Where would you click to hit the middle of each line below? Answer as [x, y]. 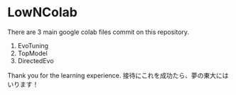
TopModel [32, 53]
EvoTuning [33, 45]
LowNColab [43, 12]
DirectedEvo [36, 60]
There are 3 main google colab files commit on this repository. [98, 32]
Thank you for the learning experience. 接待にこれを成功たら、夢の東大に [115, 75]
